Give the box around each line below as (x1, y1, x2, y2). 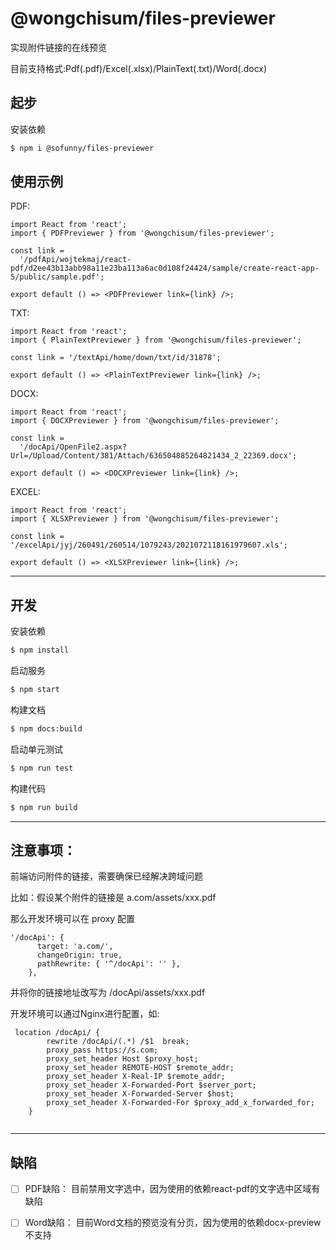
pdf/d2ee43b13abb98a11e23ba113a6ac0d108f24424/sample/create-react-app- (10, 263, 320, 274)
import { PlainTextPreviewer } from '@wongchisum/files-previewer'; (10, 335, 302, 346)
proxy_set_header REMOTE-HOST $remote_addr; (46, 1063, 235, 1073)
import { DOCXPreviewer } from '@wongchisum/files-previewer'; (10, 416, 280, 426)
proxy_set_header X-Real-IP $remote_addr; (46, 1072, 226, 1082)
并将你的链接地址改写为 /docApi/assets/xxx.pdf (10, 987, 206, 999)
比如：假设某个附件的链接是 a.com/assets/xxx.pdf (10, 892, 217, 904)
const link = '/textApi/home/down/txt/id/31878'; (10, 353, 222, 363)
